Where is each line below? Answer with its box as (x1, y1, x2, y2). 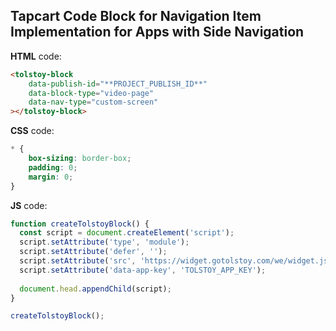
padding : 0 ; (28, 162, 78, 173)
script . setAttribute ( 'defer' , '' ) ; (19, 247, 168, 257)
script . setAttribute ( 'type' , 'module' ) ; (19, 237, 190, 248)
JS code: (10, 199, 48, 211)
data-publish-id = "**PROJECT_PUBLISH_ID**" (28, 79, 208, 89)
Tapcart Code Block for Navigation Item (10, 8, 262, 25)
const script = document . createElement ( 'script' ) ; (19, 228, 235, 238)
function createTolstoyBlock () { (10, 219, 150, 229)
